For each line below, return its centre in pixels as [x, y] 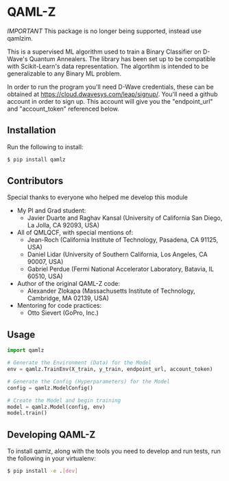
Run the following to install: [45, 147]
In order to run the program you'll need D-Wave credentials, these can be [110, 87]
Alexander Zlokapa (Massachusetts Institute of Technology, [111, 291]
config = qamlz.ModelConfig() [50, 388]
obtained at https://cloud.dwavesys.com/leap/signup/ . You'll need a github [112, 94]
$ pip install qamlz [37, 159]
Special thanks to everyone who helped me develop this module [98, 197]
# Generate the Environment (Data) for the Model [80, 363]
